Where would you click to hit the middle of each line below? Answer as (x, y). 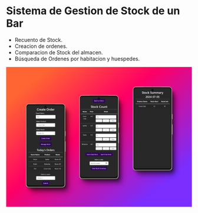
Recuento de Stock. (39, 40)
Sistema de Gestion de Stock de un (93, 11)
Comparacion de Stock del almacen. (59, 52)
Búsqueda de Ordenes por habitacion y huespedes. (77, 59)
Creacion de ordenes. (41, 46)
